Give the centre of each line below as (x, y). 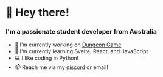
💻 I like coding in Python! (47, 58)
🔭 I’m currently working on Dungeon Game (68, 45)
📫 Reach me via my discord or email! (61, 67)
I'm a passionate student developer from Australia (81, 32)
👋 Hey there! (37, 13)
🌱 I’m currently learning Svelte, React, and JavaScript (81, 51)
